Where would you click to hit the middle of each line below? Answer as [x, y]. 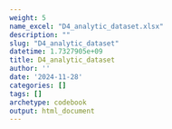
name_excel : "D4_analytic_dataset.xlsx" [87, 26]
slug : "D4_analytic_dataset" [64, 43]
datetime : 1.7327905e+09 [56, 52]
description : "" [40, 35]
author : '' [30, 69]
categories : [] [38, 85]
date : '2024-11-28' [46, 77]
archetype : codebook [48, 102]
